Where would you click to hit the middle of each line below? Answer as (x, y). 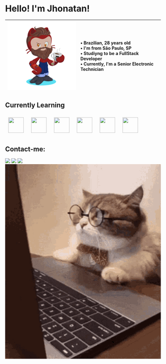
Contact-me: (25, 149)
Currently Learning (35, 105)
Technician (92, 69)
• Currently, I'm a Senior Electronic (117, 64)
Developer (91, 59)
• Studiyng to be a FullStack (110, 54)
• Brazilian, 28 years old (105, 43)
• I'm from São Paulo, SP (106, 48)
